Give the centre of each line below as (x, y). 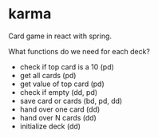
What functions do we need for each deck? (79, 51)
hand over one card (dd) (60, 109)
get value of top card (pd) (62, 84)
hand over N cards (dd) (58, 117)
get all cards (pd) (48, 75)
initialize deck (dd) (50, 126)
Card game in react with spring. (60, 36)
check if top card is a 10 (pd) (67, 67)
